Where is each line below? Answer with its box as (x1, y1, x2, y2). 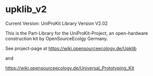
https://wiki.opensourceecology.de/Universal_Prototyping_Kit (5, 65, 134, 71)
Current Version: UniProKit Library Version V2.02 (5, 20, 108, 26)
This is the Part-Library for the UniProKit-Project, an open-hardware (5, 30, 148, 36)
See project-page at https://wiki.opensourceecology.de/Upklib (5, 45, 137, 51)
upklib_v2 (5, 4, 47, 15)
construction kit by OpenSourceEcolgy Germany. (5, 35, 108, 42)
